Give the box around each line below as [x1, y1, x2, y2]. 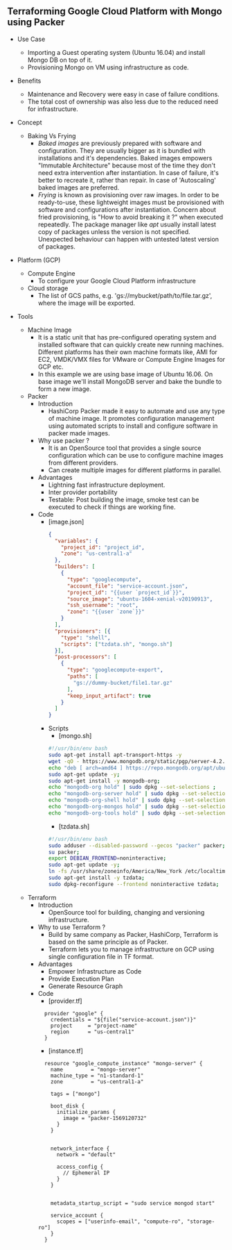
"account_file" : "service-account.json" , [66, 583, 188, 590]
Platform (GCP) [17, 256, 61, 264]
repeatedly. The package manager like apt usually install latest [37, 220, 217, 228]
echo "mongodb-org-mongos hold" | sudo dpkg [48, 803, 179, 810]
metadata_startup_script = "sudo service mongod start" [51, 1199, 215, 1207]
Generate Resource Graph [48, 982, 123, 990]
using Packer [7, 17, 65, 28]
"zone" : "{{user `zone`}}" [66, 608, 145, 615]
